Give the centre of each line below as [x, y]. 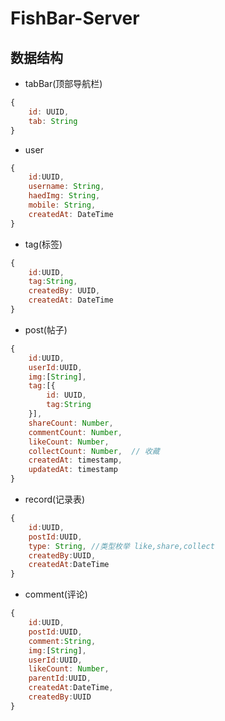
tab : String [53, 121]
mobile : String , [62, 205]
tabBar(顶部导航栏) [63, 83]
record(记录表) [55, 499]
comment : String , [62, 641]
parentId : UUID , [60, 678]
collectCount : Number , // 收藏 [94, 451]
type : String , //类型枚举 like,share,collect [121, 546]
